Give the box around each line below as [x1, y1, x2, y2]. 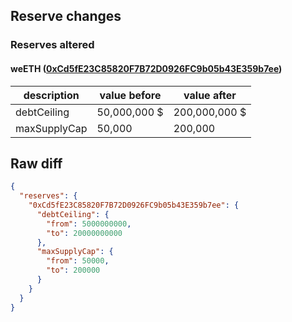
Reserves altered [10, 38, 95, 52]
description [23, 88, 80, 102]
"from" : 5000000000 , [46, 219, 132, 229]
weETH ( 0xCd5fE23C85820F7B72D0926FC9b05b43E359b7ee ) [10, 62, 283, 74]
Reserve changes [10, 8, 122, 25]
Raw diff [10, 155, 63, 172]
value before [99, 88, 162, 102]
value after [183, 88, 237, 102]
